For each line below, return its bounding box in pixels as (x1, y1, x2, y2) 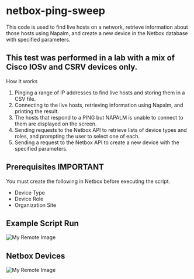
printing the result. (14, 107, 60, 115)
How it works (6, 77, 38, 84)
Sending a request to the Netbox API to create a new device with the (14, 139, 179, 146)
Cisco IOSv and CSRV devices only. (6, 62, 138, 72)
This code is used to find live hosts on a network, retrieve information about (6, 23, 188, 30)
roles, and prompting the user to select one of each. (14, 132, 140, 139)
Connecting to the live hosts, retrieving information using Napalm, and (14, 101, 183, 108)
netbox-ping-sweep (6, 4, 105, 18)
